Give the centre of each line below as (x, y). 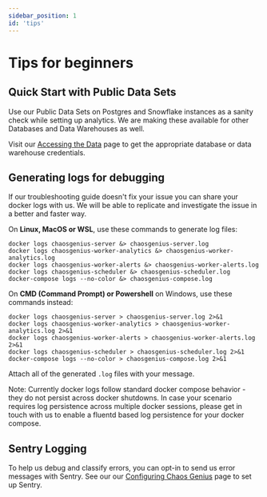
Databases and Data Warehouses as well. (77, 128)
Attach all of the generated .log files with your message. (102, 374)
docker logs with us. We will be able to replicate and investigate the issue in (133, 206)
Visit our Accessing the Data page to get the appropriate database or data (130, 144)
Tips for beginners (71, 63)
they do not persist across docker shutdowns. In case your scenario (120, 398)
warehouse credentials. (47, 152)
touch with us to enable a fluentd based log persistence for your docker (126, 415)
